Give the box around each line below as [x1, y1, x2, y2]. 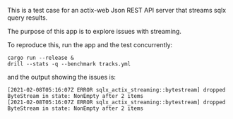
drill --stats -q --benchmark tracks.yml [7, 61, 131, 68]
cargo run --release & [7, 54, 74, 61]
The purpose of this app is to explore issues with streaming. [7, 27, 182, 35]
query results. [7, 13, 48, 22]
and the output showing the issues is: [7, 73, 116, 81]
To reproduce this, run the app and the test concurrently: [7, 41, 173, 49]
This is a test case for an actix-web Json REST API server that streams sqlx [7, 6, 227, 14]
